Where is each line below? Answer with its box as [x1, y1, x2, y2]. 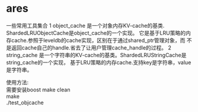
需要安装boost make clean [6, 86, 71, 93]
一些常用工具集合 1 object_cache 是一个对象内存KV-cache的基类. [6, 22, 165, 29]
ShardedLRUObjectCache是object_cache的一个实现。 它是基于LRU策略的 [6, 29, 186, 37]
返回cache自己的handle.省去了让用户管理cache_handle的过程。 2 [11, 44, 172, 51]
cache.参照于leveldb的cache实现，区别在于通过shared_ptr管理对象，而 [11, 37, 186, 44]
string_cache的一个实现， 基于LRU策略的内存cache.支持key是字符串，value [6, 58, 191, 66]
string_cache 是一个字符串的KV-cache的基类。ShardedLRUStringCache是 [6, 51, 187, 58]
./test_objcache [6, 99, 44, 106]
